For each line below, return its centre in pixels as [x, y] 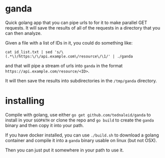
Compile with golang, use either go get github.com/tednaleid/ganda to [78, 114]
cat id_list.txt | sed [29, 52]
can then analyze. [23, 33]
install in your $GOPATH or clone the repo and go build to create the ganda [79, 120]
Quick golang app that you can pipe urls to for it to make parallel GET [76, 22]
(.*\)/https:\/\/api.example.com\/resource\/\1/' [58, 56]
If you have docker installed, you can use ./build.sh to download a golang [82, 135]
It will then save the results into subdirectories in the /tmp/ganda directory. [81, 80]
